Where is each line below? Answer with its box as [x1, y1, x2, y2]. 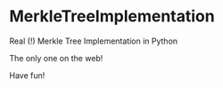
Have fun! [9, 69, 45, 81]
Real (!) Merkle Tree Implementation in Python [9, 36, 178, 46]
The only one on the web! [9, 52, 103, 63]
